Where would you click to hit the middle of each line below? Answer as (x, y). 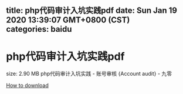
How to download (27, 85)
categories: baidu (39, 29)
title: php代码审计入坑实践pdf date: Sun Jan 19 (92, 11)
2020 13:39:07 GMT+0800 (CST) (68, 20)
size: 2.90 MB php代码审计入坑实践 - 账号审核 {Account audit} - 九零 (89, 74)
